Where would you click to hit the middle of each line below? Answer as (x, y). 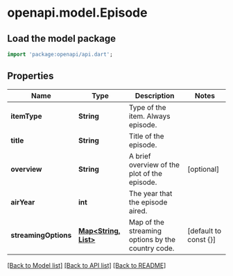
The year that (150, 193)
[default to (204, 231)
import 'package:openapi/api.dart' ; (60, 54)
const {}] (201, 239)
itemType (26, 116)
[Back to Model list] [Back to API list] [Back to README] (87, 265)
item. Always (149, 116)
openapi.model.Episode (77, 13)
